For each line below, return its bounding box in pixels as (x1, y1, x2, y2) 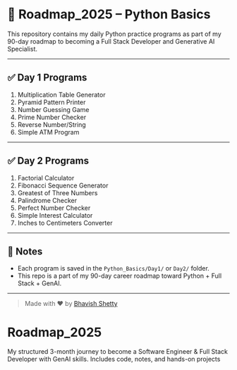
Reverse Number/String (17, 120, 86, 129)
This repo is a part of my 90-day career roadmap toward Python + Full (17, 271, 222, 280)
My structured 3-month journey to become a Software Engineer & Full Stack (7, 347, 228, 356)
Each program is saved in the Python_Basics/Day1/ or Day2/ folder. (17, 264, 209, 273)
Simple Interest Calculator (17, 211, 93, 219)
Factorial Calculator (17, 173, 75, 182)
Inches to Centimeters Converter (17, 218, 113, 227)
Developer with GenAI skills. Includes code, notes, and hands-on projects (7, 355, 221, 364)
